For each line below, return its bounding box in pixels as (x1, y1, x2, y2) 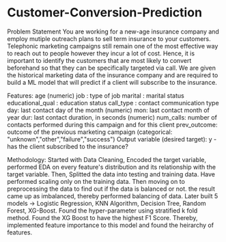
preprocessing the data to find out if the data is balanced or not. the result (7, 185, 215, 193)
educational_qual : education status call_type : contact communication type (7, 98, 220, 107)
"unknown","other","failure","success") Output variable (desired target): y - (7, 135, 217, 143)
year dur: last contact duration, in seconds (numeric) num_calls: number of (7, 113, 217, 121)
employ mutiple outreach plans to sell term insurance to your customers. (7, 34, 212, 42)
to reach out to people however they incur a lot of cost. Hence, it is (7, 49, 195, 57)
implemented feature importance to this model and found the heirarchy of (7, 221, 214, 229)
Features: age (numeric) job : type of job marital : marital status (7, 91, 184, 100)
